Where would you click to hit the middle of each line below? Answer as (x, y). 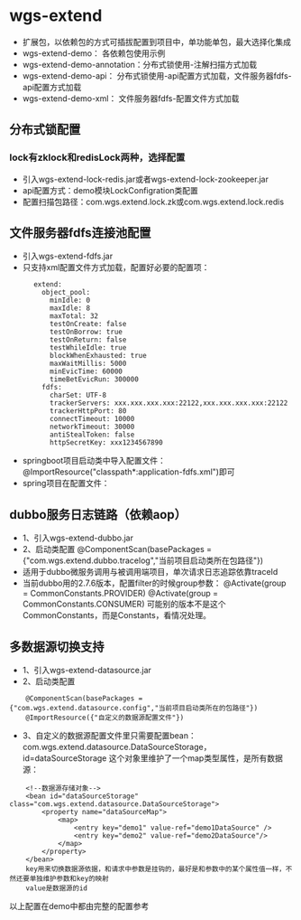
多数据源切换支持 (57, 647)
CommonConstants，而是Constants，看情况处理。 (117, 615)
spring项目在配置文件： (66, 483)
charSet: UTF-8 (78, 395)
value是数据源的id (57, 888)
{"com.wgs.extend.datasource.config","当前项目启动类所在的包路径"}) (134, 709)
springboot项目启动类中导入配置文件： (94, 461)
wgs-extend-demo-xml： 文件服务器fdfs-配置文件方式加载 (131, 98)
